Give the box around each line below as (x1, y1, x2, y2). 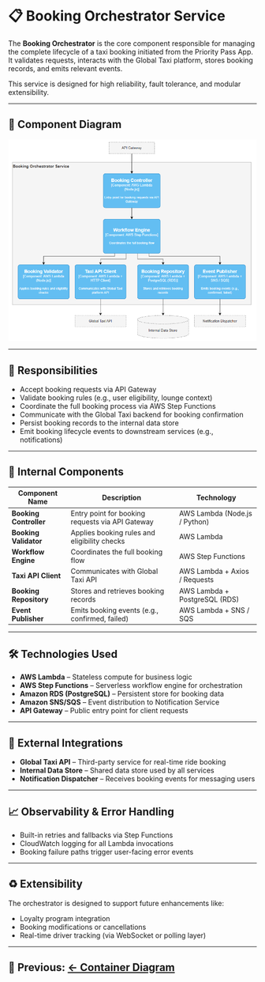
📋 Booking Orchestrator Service (8, 7, 226, 25)
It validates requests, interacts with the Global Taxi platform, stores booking (8, 55, 254, 65)
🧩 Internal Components (8, 465, 125, 479)
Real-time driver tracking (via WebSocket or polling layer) (19, 931, 207, 940)
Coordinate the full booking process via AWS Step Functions (19, 402, 216, 411)
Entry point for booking (70, 508, 146, 518)
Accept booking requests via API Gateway (19, 385, 157, 395)
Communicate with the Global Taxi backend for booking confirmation (19, 410, 244, 420)
